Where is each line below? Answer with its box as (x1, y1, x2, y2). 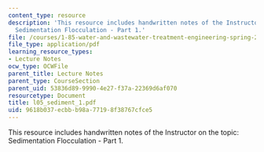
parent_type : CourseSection (8, 77, 101, 85)
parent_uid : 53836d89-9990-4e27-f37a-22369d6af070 (8, 84, 178, 92)
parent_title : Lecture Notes (8, 70, 104, 78)
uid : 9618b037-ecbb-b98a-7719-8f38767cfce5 (8, 107, 153, 114)
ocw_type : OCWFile (8, 63, 68, 71)
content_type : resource (8, 11, 86, 20)
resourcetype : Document (8, 92, 86, 100)
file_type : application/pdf (8, 41, 101, 49)
